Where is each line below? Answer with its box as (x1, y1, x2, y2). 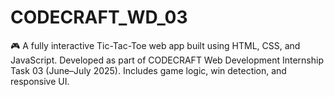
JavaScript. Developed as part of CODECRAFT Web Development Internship (10, 54, 324, 66)
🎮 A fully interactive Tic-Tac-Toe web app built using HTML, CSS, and (10, 39, 301, 51)
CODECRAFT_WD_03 (10, 6, 188, 29)
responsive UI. (10, 75, 70, 87)
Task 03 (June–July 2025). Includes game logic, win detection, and (10, 64, 287, 76)
